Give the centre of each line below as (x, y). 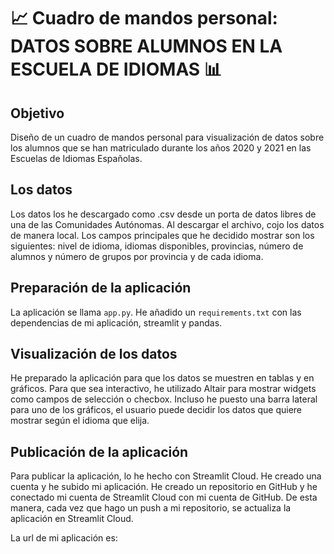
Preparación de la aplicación (101, 288)
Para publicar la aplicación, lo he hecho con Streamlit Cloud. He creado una (166, 476)
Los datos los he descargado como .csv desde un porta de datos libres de (163, 214)
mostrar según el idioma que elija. (80, 421)
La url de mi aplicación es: (64, 538)
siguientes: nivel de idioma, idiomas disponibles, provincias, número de (157, 246)
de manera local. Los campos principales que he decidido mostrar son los (162, 235)
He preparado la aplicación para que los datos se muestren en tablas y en (162, 378)
